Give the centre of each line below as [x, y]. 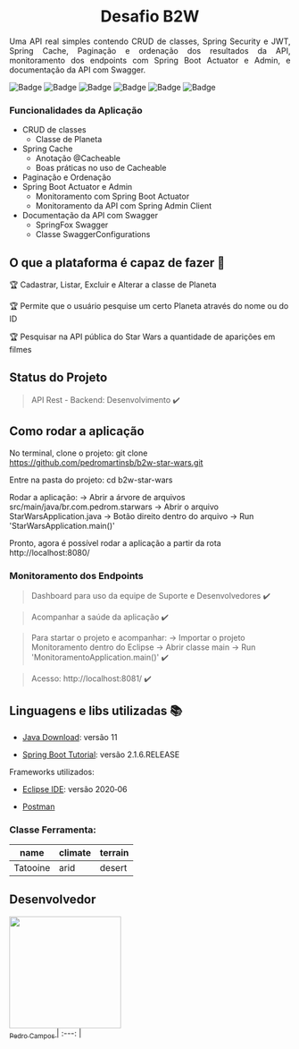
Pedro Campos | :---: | [46, 1034]
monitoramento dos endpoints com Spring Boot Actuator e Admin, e [150, 60]
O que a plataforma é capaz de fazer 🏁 [117, 263]
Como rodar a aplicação [77, 431]
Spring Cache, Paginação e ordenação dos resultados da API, [150, 50]
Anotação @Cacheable [78, 158]
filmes [21, 350]
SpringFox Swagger [72, 225]
